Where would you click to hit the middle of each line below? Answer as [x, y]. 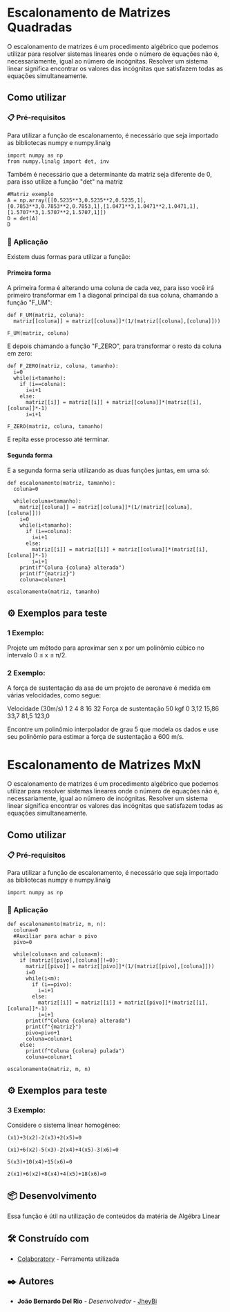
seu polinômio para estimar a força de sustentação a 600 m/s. [96, 737]
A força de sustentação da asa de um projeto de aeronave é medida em [109, 688]
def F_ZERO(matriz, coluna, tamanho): [63, 366]
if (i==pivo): [52, 985]
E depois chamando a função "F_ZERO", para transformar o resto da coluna [115, 346]
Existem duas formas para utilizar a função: [69, 256]
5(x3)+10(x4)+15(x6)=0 [40, 1161]
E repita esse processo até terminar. [58, 439]
